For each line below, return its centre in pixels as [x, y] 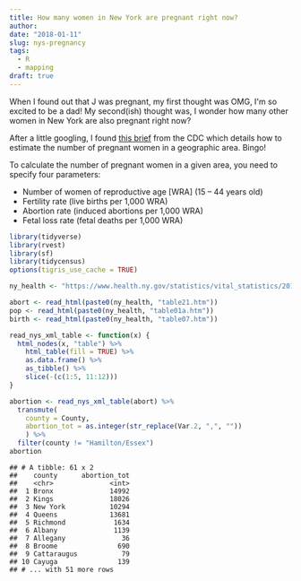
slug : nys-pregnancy [48, 43]
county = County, [58, 418]
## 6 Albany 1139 [69, 530]
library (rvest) [38, 245]
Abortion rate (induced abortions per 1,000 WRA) [113, 211]
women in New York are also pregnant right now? [100, 120]
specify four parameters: [55, 174]
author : [24, 26]
